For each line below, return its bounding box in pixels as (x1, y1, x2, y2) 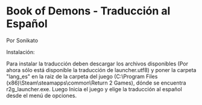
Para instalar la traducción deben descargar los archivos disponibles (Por (6, 60, 189, 67)
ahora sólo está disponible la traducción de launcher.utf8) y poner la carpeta (6, 66, 197, 73)
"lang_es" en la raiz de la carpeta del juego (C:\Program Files (6, 73, 158, 80)
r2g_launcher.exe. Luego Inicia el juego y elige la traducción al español (6, 85, 182, 92)
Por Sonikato (6, 37, 38, 44)
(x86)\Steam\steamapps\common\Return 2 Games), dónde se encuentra (6, 79, 186, 86)
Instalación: (6, 48, 35, 55)
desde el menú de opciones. (6, 92, 77, 99)
